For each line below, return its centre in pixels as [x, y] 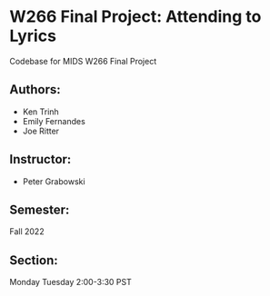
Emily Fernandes [54, 121]
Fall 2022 [27, 232]
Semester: [40, 209]
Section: [34, 260]
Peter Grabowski [54, 181]
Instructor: [40, 159]
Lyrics [33, 36]
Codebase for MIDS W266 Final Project [83, 61]
